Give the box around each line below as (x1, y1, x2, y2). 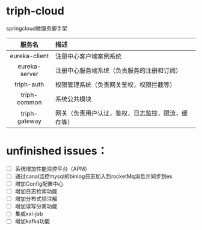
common (17, 98, 42, 106)
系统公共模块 (55, 95, 92, 103)
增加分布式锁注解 (14, 195, 58, 202)
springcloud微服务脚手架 (6, 25, 68, 32)
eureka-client (10, 52, 49, 60)
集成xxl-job (14, 210, 43, 217)
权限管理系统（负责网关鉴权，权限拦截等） (55, 80, 176, 89)
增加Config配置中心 (14, 180, 64, 187)
